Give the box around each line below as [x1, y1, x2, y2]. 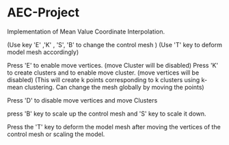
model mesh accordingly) [7, 48, 79, 56]
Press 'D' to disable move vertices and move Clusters [7, 96, 158, 104]
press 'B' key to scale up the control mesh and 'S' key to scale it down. [7, 109, 206, 118]
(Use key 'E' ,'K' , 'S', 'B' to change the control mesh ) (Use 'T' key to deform [7, 40, 222, 49]
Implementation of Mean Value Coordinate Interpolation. [7, 27, 165, 36]
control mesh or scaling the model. [7, 130, 105, 138]
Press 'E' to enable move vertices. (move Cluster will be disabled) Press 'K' [7, 61, 219, 69]
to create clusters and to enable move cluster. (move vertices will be [7, 68, 200, 77]
